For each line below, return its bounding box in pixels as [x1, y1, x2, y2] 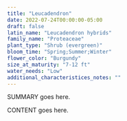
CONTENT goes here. [7, 106, 69, 114]
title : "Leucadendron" [7, 10, 72, 17]
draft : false [7, 23, 45, 30]
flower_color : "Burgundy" [7, 55, 81, 62]
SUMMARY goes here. [7, 93, 71, 101]
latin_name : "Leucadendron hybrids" [7, 29, 112, 36]
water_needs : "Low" [7, 67, 63, 74]
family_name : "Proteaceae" [7, 36, 84, 43]
